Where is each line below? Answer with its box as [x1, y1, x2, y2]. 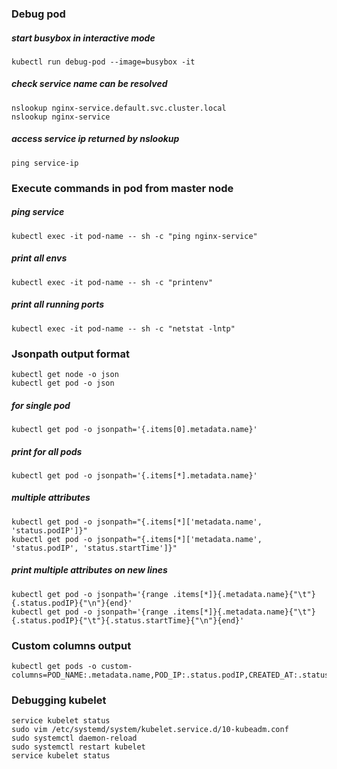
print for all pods [11, 445, 83, 457]
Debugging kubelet [11, 693, 107, 707]
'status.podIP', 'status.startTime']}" [11, 543, 178, 553]
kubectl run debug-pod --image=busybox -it [11, 57, 196, 67]
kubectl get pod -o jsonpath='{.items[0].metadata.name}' [11, 424, 258, 434]
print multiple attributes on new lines [11, 564, 168, 576]
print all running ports [11, 298, 105, 311]
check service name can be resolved [11, 78, 168, 90]
